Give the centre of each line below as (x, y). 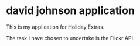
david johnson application (70, 11)
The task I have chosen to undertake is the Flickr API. (70, 38)
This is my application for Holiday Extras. (55, 27)
